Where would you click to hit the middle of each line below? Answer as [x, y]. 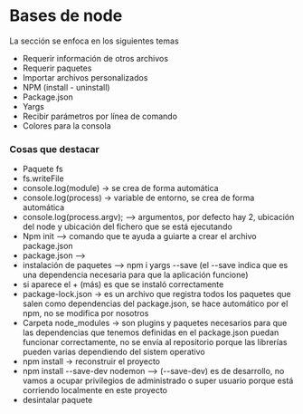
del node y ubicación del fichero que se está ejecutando [127, 226]
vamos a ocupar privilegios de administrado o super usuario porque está [158, 380]
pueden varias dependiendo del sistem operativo [114, 352]
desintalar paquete [57, 400]
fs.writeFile [43, 178]
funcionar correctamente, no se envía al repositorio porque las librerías [155, 342]
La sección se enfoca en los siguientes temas [94, 41]
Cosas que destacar [54, 149]
